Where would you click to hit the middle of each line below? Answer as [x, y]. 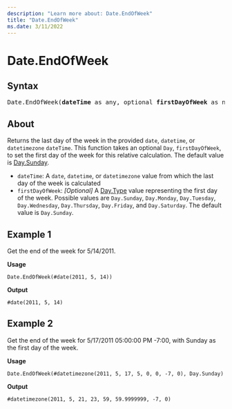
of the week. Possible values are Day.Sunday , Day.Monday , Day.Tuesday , [116, 198]
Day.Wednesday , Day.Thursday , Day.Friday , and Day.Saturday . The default [119, 205]
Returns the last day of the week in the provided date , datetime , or [101, 141]
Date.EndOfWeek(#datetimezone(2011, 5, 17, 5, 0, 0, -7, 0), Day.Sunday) [116, 374]
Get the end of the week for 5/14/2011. [61, 251]
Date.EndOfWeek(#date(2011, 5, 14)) [60, 277]
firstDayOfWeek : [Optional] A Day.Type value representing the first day [117, 191]
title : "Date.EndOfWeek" [43, 20]
